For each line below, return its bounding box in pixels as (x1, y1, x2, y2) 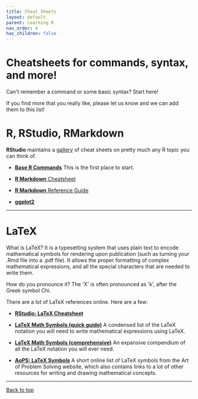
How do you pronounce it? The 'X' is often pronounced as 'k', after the (6, 280, 177, 287)
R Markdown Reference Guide (14, 187, 89, 194)
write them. (6, 269, 34, 276)
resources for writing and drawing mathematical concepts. (14, 369, 157, 376)
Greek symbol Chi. (6, 287, 51, 294)
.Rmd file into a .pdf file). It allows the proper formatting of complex (6, 257, 170, 264)
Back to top (6, 386, 34, 393)
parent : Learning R (6, 20, 54, 25)
